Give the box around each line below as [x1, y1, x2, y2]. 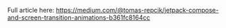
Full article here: [7, 6, 55, 14]
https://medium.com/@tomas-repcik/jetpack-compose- [55, 6, 219, 14]
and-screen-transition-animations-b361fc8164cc [7, 13, 151, 22]
